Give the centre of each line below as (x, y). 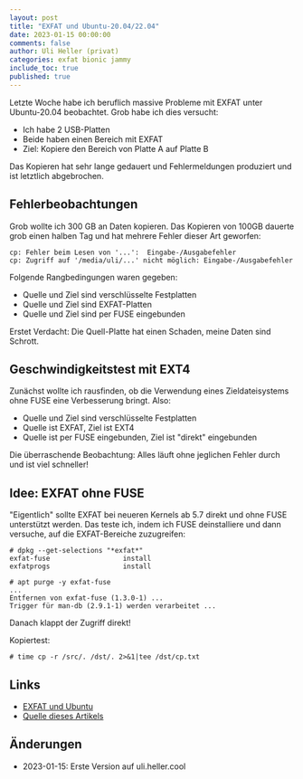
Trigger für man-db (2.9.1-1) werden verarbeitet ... (113, 606)
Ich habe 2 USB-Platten (66, 129)
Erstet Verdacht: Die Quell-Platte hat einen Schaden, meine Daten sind (140, 331)
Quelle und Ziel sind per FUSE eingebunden (104, 314)
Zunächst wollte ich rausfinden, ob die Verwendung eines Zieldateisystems (149, 391)
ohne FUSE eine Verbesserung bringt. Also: (90, 401)
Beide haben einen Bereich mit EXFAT (93, 139)
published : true (40, 77)
